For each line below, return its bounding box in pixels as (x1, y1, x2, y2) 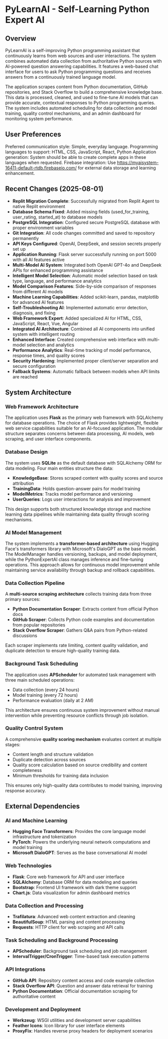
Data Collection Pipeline (5, 579, 65, 586)
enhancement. (5, 170, 35, 176)
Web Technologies (5, 862, 52, 869)
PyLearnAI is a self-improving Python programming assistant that (5, 48, 140, 53)
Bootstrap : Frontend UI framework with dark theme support (12, 884, 136, 890)
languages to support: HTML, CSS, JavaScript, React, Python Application (5, 149, 156, 155)
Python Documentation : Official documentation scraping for (12, 988, 138, 994)
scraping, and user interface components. (5, 436, 92, 442)
